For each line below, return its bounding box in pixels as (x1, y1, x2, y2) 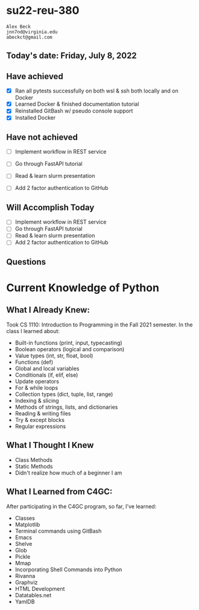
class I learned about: (6, 327, 60, 334)
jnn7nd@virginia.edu (6, 28, 58, 35)
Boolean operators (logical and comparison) (14, 345, 125, 352)
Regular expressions (14, 423, 66, 430)
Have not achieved (6, 132, 78, 142)
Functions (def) (14, 358, 54, 366)
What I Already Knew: (6, 305, 90, 315)
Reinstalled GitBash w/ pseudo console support (14, 107, 133, 115)
